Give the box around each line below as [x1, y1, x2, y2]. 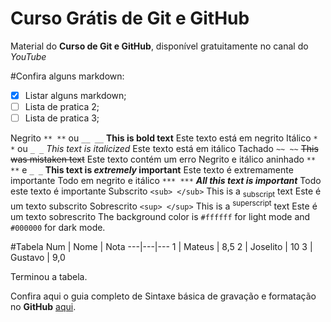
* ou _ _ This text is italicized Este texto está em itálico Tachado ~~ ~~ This [10, 143, 319, 155]
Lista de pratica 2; [24, 101, 100, 112]
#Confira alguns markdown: [10, 70, 125, 82]
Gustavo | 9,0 [10, 251, 66, 263]
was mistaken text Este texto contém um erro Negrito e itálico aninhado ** [10, 153, 317, 166]
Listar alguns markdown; [24, 89, 127, 101]
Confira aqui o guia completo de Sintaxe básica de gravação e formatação [10, 290, 317, 302]
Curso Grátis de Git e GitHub [10, 7, 250, 30]
